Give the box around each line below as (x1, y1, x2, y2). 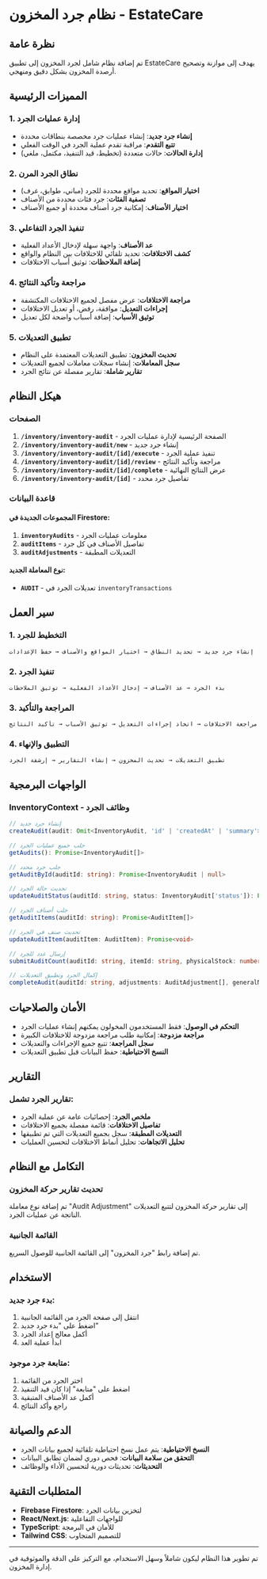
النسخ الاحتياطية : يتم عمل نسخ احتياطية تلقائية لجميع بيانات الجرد (20, 1444, 210, 1455)
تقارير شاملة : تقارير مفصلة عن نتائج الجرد (20, 366, 143, 376)
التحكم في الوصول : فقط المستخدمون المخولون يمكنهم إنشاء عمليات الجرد (20, 1021, 239, 1031)
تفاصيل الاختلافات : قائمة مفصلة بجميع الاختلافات (20, 1119, 161, 1130)
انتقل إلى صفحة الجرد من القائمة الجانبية (20, 1313, 139, 1322)
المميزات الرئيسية (9, 90, 88, 103)
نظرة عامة (9, 37, 55, 51)
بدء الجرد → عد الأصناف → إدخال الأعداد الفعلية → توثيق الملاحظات (9, 684, 226, 692)
